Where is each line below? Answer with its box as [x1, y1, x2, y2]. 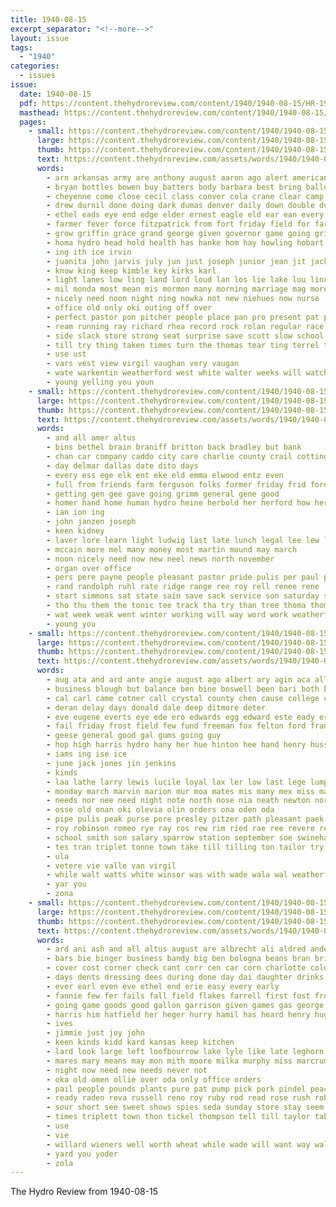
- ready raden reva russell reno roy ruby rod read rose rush [46, 1093, 311, 1103]
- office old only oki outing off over [46, 303, 213, 313]
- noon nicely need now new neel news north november [46, 554, 275, 564]
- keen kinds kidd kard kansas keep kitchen [46, 1037, 235, 1048]
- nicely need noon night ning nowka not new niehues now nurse [46, 294, 320, 304]
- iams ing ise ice [46, 749, 128, 759]
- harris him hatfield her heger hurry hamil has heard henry [46, 1009, 311, 1020]
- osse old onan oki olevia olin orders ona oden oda [46, 805, 275, 815]
